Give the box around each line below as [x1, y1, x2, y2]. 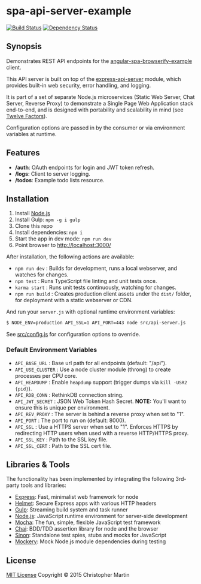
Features [6, 148, 40, 158]
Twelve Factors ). [6, 112, 48, 119]
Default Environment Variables [6, 346, 98, 354]
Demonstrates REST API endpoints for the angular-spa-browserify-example [6, 57, 193, 64]
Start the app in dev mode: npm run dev [14, 235, 112, 242]
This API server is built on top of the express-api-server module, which [6, 75, 181, 82]
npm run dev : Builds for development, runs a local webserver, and [14, 265, 178, 272]
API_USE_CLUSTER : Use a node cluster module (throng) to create [14, 366, 171, 373]
